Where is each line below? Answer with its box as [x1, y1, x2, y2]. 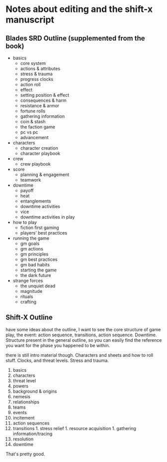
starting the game [20, 267, 57, 273]
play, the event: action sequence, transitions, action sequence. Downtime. [5, 332, 157, 338]
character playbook [20, 151, 61, 156]
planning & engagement [20, 172, 70, 178]
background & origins [12, 388, 57, 394]
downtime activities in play [20, 214, 75, 220]
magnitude [20, 288, 43, 294]
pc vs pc [20, 129, 38, 135]
